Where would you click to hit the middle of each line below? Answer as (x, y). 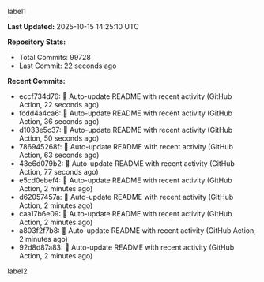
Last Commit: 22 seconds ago (68, 66)
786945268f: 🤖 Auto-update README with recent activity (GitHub (126, 147)
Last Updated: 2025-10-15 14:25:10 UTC (74, 26)
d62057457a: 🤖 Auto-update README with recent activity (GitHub (126, 197)
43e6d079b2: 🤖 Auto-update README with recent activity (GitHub (126, 164)
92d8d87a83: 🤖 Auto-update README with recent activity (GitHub (126, 247)
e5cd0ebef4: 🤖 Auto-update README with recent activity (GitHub (125, 180)
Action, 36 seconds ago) (59, 121)
